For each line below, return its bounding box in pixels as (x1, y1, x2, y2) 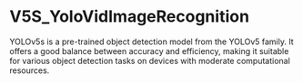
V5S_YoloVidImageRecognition (9, 6, 250, 27)
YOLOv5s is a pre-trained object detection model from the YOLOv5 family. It (9, 36, 294, 47)
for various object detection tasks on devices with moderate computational (9, 55, 291, 66)
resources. (9, 65, 50, 76)
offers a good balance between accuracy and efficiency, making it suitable (9, 45, 289, 56)
